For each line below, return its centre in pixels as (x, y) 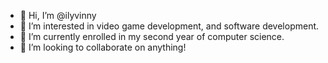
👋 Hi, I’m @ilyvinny (58, 15)
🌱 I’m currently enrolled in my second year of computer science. (152, 36)
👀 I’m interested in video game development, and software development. (169, 26)
